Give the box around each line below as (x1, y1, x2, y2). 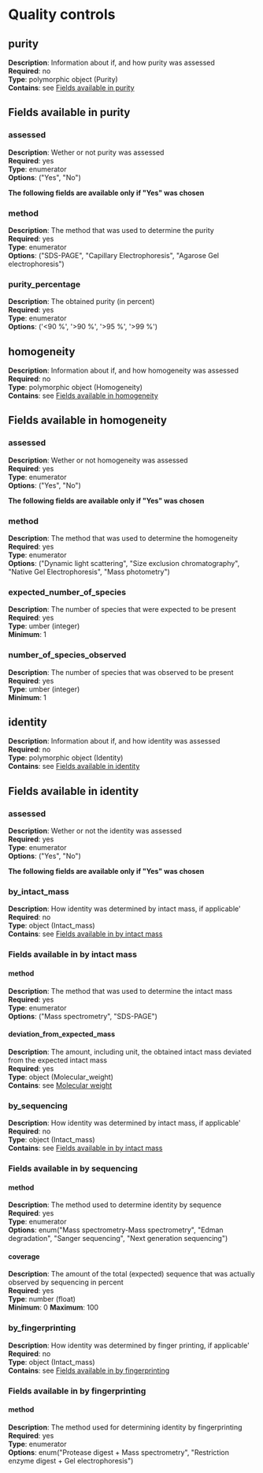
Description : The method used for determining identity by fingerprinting (8, 1422, 243, 1432)
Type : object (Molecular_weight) (8, 1072, 114, 1081)
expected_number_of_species (8, 587, 127, 598)
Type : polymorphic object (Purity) (8, 75, 118, 84)
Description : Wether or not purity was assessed (8, 148, 165, 157)
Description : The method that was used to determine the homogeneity (8, 534, 239, 543)
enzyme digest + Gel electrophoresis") (8, 1456, 134, 1465)
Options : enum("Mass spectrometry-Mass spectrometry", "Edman (8, 1225, 224, 1235)
